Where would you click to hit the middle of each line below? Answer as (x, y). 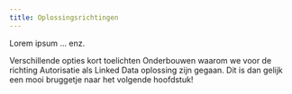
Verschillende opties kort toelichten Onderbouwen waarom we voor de (141, 60)
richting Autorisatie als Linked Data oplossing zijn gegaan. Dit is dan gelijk (146, 70)
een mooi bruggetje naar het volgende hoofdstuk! (101, 79)
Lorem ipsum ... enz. (47, 43)
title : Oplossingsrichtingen (64, 17)
